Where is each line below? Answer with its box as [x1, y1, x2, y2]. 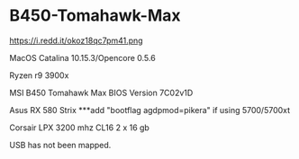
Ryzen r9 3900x [9, 69, 69, 81]
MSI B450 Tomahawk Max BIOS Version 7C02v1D [9, 87, 194, 98]
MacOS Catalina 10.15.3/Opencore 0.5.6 [9, 52, 156, 63]
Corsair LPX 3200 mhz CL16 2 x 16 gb [9, 122, 150, 133]
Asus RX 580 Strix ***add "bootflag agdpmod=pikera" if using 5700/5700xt [9, 104, 291, 115]
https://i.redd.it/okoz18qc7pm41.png [9, 35, 143, 46]
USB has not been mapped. [9, 139, 112, 150]
